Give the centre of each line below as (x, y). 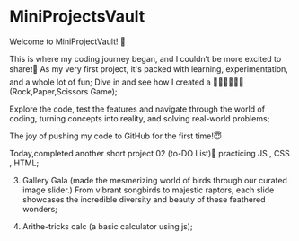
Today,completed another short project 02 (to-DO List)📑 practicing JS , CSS (149, 153)
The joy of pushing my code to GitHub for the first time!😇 (116, 136)
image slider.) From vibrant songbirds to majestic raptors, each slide (148, 190)
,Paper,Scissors (49, 91)
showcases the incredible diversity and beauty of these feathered (144, 199)
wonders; (40, 209)
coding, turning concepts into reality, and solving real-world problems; (140, 118)
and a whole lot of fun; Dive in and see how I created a (110, 82)
